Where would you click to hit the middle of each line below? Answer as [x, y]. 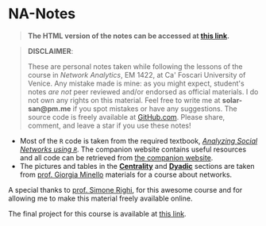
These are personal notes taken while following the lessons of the [135, 66]
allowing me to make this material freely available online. [100, 198]
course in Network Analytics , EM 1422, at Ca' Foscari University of [137, 75]
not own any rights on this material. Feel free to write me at [124, 100]
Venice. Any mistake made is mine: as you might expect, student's [136, 83]
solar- [232, 100]
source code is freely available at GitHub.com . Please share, [126, 117]
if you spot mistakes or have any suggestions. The [155, 109]
